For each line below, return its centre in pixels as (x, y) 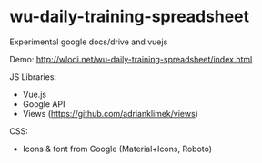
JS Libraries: (33, 77)
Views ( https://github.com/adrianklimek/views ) (110, 113)
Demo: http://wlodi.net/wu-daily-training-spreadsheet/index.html (131, 59)
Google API (44, 104)
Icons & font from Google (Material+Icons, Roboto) (117, 149)
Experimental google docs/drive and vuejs (89, 42)
